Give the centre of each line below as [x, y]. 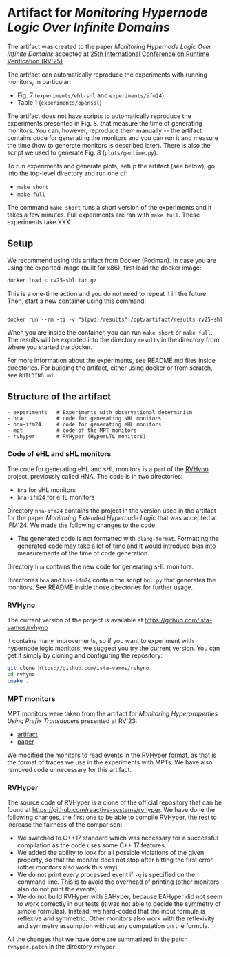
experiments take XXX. [40, 221]
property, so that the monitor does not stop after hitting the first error [115, 860]
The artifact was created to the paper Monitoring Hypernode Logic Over [109, 46]
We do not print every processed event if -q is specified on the [106, 875]
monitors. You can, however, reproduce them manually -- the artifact [104, 130]
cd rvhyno [21, 674]
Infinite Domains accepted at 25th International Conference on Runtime [108, 54]
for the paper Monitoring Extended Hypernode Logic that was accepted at [112, 517]
